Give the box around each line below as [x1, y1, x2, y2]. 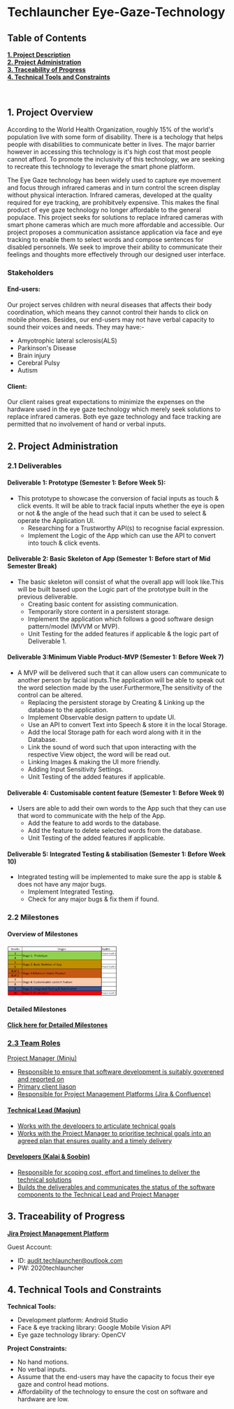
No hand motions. [17, 1358, 69, 1366]
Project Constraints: [7, 1344, 68, 1353]
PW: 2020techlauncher [17, 1264, 85, 1272]
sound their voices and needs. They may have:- [7, 322, 145, 331]
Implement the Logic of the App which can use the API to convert [27, 531, 216, 539]
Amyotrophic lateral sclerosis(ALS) [17, 336, 117, 345]
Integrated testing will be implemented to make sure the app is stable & [17, 873, 222, 881]
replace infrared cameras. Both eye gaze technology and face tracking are [7, 413, 221, 421]
